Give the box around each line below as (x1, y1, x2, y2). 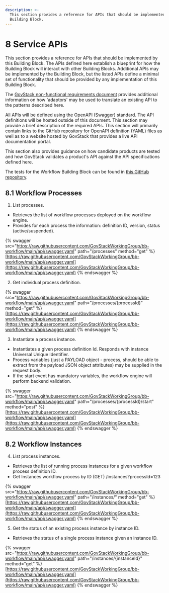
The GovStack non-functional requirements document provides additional (5, 92, 158, 98)
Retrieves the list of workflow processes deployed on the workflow (12, 212, 151, 218)
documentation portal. (5, 139, 51, 145)
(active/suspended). (12, 228, 55, 234)
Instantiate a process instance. (12, 336, 76, 343)
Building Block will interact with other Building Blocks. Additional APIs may (5, 66, 159, 72)
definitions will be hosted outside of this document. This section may (5, 117, 148, 123)
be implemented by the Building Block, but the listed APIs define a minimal (5, 71, 159, 77)
